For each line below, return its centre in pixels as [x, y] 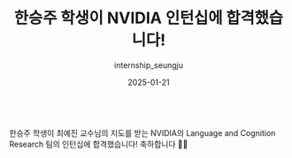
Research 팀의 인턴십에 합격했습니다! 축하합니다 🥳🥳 [99, 144]
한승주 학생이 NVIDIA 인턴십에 [118, 18]
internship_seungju [149, 65]
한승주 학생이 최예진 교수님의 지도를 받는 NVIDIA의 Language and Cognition [142, 132]
